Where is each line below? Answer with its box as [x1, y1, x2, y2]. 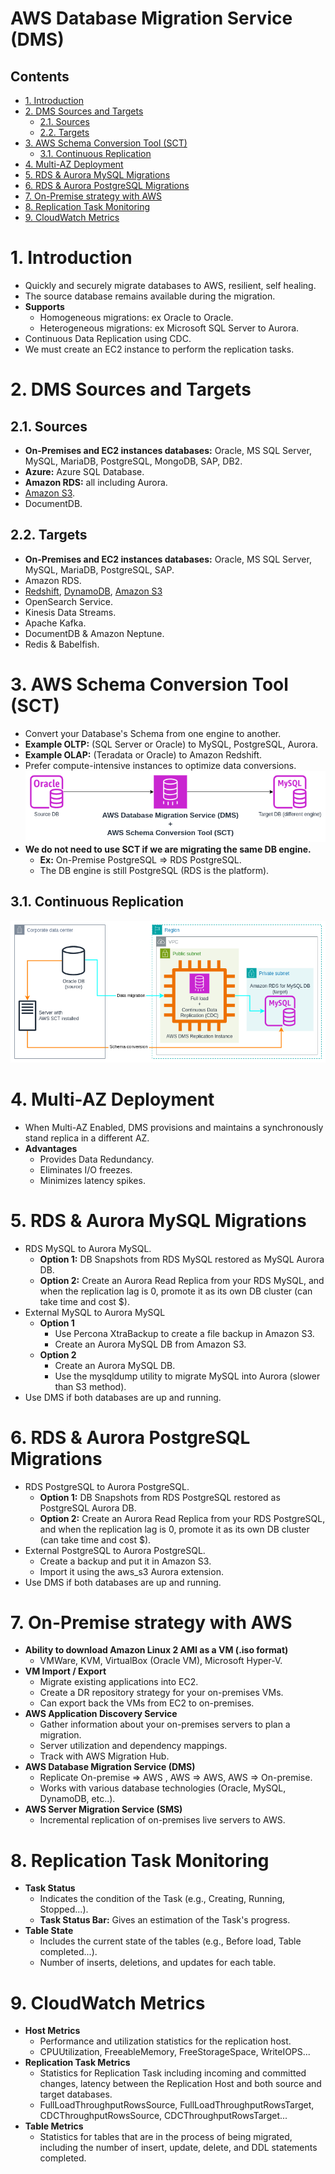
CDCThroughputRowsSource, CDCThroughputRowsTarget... [39, 2110, 288, 2122]
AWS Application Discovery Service [24, 1708, 178, 1720]
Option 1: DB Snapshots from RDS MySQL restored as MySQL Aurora [39, 1253, 325, 1265]
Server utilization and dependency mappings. [39, 1740, 228, 1752]
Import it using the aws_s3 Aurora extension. [39, 1565, 224, 1577]
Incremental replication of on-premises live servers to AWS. [39, 1814, 286, 1826]
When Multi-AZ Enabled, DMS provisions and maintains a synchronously [24, 1121, 324, 1133]
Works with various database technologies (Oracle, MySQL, [39, 1782, 287, 1794]
